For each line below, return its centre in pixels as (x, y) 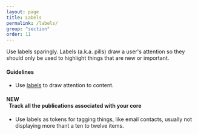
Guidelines (20, 72)
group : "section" (28, 29)
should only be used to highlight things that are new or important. (88, 58)
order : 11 (19, 35)
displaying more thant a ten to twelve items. (69, 125)
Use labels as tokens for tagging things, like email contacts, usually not (104, 119)
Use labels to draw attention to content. (64, 85)
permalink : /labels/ (32, 23)
